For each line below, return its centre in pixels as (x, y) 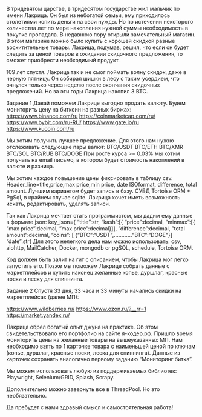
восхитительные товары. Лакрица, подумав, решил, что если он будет (98, 47)
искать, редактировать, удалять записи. (58, 204)
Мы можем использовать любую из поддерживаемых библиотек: (92, 371)
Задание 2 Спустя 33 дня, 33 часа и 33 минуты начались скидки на (94, 291)
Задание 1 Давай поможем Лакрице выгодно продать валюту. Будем (96, 103)
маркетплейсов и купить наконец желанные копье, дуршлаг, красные (97, 272)
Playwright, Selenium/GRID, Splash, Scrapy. (60, 377)
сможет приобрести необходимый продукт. (63, 60)
